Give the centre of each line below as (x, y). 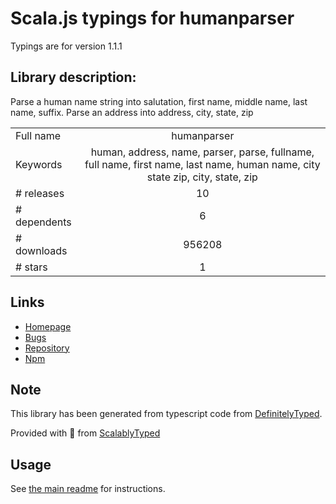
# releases (40, 193)
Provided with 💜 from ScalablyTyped (85, 433)
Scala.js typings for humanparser (152, 18)
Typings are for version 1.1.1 (66, 46)
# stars (31, 267)
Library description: (73, 77)
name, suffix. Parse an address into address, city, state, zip (132, 112)
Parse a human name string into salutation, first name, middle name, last (159, 101)
